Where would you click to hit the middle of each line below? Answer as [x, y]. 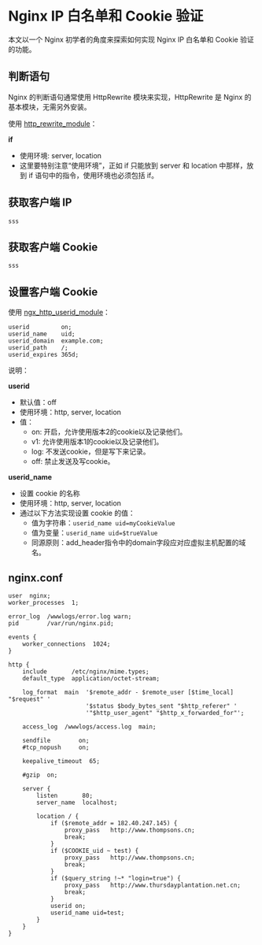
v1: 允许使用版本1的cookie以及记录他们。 [97, 442]
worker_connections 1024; [66, 644]
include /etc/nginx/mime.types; [86, 672]
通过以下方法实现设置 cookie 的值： [77, 513]
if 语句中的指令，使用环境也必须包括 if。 [94, 175]
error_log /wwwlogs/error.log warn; [70, 617]
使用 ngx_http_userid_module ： [59, 313]
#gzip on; [40, 775]
